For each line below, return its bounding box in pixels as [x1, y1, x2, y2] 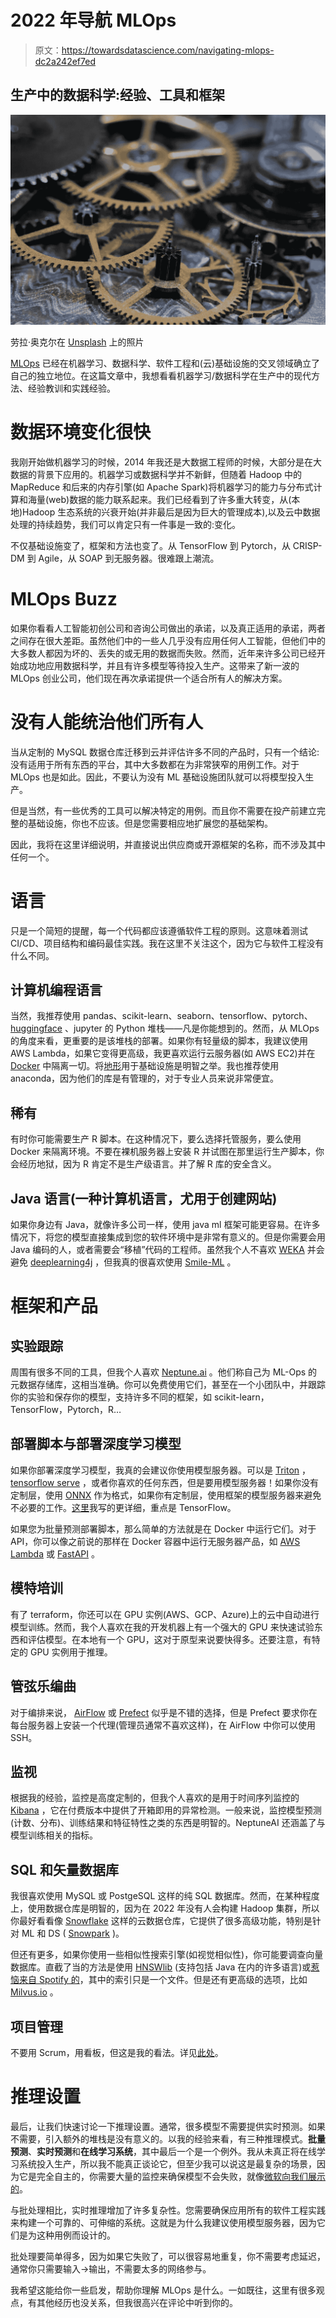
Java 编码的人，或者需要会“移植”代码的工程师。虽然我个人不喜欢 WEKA [10, 1244, 305, 1256]
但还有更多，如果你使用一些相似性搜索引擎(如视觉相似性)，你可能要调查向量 [10, 1949, 324, 1961]
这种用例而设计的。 [36, 2229, 116, 2241]
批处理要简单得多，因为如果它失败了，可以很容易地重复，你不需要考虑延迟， [10, 2250, 326, 2262]
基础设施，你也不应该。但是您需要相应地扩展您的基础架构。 [27, 817, 273, 829]
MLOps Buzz [10, 588, 118, 611]
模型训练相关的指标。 [10, 1829, 98, 1841]
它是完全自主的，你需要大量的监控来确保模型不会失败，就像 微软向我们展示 [18, 2170, 326, 2182]
